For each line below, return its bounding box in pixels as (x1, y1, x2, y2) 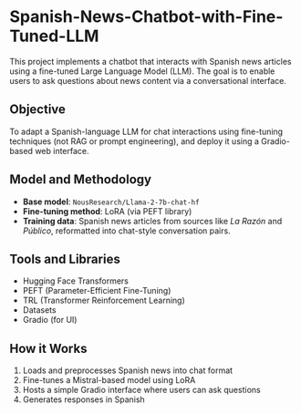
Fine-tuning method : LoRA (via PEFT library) (22, 205, 192, 216)
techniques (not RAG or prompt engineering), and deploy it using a (9, 135, 260, 147)
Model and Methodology (9, 171, 152, 188)
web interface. (35, 145, 89, 156)
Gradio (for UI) (22, 315, 78, 326)
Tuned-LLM (9, 26, 99, 47)
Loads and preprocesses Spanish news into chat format (22, 365, 234, 376)
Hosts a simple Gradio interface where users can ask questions (22, 385, 262, 396)
